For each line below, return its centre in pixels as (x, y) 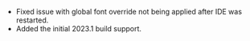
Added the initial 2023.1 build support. (79, 29)
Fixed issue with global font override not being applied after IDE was (129, 12)
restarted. (32, 20)
